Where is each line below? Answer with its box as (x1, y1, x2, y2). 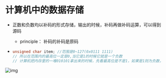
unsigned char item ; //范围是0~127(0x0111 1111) (12, 49, 113, 54)
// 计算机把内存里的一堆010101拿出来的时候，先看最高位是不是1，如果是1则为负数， (12, 58, 164, 63)
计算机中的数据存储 (5, 4, 84, 16)
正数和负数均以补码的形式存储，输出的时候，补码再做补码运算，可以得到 (12, 22, 161, 28)
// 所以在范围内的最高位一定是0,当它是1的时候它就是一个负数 (12, 54, 123, 59)
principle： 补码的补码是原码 (19, 38, 79, 44)
